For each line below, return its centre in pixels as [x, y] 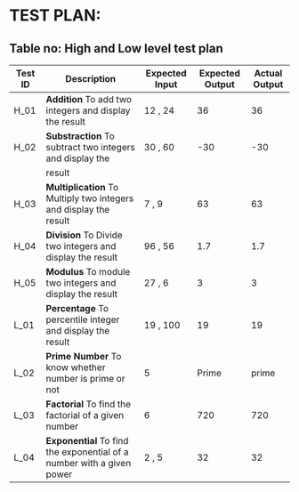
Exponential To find [87, 441]
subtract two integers [90, 147]
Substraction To [81, 136]
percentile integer [83, 319]
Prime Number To [84, 356]
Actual [268, 73]
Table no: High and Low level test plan [117, 48]
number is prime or [85, 379]
